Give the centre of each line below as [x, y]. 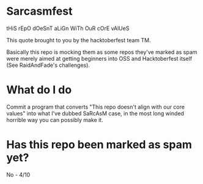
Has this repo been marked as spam [99, 145]
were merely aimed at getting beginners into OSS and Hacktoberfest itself [99, 58]
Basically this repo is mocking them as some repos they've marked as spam [102, 52]
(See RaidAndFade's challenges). [48, 65]
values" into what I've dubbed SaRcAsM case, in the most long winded [95, 113]
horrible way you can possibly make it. [55, 120]
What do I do [39, 90]
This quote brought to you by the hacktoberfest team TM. [79, 40]
